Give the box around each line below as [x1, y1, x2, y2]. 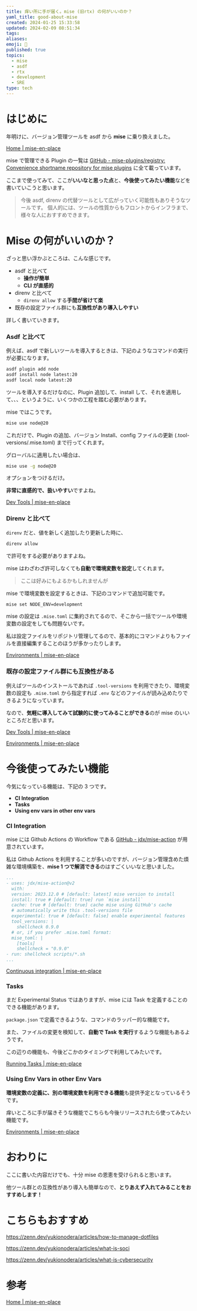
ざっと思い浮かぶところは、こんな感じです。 [6, 254, 114, 262]
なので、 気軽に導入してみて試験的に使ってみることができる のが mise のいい [6, 709, 190, 716]
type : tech [6, 85, 33, 91]
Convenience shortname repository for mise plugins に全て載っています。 [6, 164, 184, 171]
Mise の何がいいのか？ [6, 234, 116, 247]
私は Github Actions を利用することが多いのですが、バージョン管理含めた [6, 856, 184, 863]
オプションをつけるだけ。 [6, 474, 68, 481]
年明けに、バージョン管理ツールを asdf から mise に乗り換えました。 [6, 133, 173, 140]
